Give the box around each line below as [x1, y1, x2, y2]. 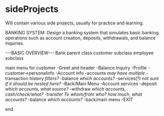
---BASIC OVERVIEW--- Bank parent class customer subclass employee [5, 50, 154, 56]
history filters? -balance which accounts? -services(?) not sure [29, 75, 159, 81]
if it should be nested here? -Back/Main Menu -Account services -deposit [5, 81, 157, 87]
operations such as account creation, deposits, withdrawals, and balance [5, 35, 156, 41]
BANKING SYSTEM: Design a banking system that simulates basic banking [5, 29, 159, 35]
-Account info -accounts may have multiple [55, 70, 145, 76]
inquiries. [5, 40, 24, 46]
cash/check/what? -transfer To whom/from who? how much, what [5, 91, 142, 97]
